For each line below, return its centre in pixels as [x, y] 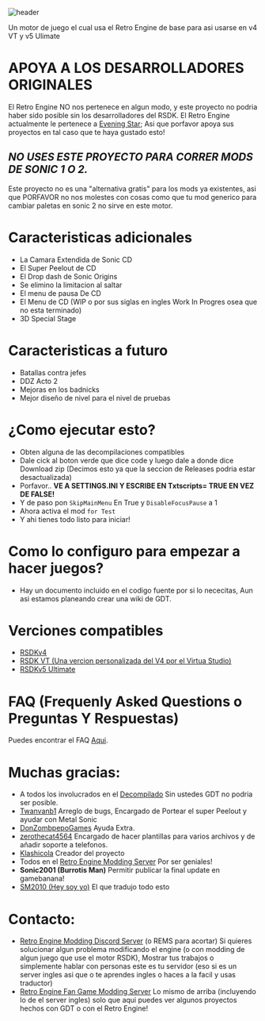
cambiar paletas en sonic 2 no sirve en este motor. [91, 205]
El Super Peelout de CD [58, 268]
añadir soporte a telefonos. [64, 845]
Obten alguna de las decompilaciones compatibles [102, 451]
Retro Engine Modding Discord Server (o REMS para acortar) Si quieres [136, 941]
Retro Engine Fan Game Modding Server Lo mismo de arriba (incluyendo [138, 992]
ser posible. [39, 803]
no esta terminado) [51, 310]
